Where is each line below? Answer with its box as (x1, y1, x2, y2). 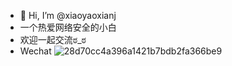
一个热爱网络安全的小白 (19, 21, 117, 33)
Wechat (19, 45, 52, 57)
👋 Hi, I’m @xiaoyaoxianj (19, 10, 117, 21)
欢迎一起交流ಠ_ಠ (19, 34, 87, 45)
